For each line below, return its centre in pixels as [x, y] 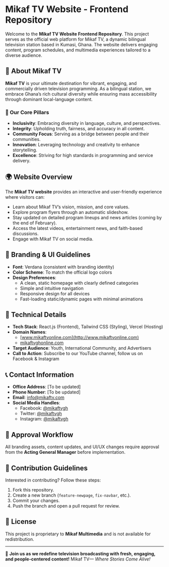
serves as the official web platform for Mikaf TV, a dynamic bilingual [75, 39]
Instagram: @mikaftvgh [44, 419]
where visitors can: [25, 197]
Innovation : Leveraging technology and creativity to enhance [76, 145]
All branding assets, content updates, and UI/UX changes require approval [82, 447]
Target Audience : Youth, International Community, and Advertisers [82, 348]
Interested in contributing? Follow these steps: [53, 480]
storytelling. [25, 150]
